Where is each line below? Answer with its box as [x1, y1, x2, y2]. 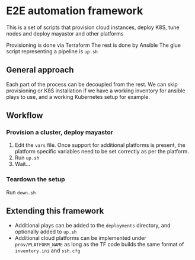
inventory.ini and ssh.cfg [14, 247, 81, 254]
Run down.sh [6, 188, 36, 196]
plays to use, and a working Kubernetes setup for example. [6, 93, 150, 100]
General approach [6, 65, 74, 75]
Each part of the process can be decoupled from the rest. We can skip [6, 81, 178, 88]
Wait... [14, 161, 31, 168]
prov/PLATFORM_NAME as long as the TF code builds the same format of [14, 240, 184, 248]
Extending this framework [6, 206, 104, 216]
